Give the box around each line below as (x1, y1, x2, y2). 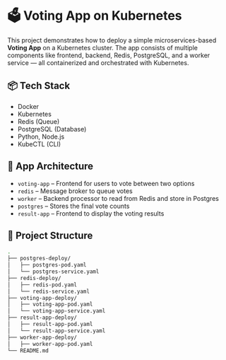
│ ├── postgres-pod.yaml (7, 262, 87, 269)
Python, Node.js (17, 132, 65, 141)
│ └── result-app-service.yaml (7, 327, 106, 335)
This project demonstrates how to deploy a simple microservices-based (7, 35, 217, 45)
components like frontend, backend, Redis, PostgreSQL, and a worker (7, 51, 210, 59)
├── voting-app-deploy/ (7, 294, 78, 301)
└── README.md (7, 347, 49, 354)
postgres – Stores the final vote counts (17, 202, 130, 210)
